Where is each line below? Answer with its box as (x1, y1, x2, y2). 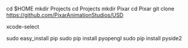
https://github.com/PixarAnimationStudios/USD (6, 11, 124, 19)
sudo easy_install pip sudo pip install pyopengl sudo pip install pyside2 (6, 35, 183, 41)
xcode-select (6, 23, 39, 30)
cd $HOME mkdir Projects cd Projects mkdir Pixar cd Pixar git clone (6, 5, 175, 12)
